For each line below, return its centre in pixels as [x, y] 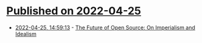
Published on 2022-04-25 [74, 11]
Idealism [26, 33]
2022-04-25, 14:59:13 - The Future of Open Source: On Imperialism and [105, 27]
